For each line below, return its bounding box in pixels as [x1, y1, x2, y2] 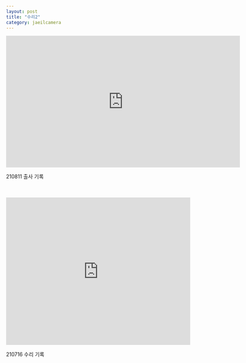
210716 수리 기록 [6, 351, 45, 358]
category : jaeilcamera [6, 19, 61, 25]
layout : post [6, 8, 38, 15]
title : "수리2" [6, 14, 41, 20]
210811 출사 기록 [6, 173, 44, 180]
